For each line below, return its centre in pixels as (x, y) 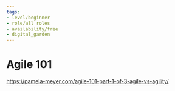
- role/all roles (28, 23)
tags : (13, 12)
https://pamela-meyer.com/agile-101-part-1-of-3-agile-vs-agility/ (87, 81)
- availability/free (33, 29)
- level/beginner (28, 18)
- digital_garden (28, 35)
